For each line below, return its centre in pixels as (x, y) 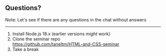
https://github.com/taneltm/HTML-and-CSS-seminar (66, 44)
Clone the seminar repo (36, 39)
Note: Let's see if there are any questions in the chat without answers (76, 19)
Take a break (25, 49)
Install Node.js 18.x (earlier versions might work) (61, 34)
